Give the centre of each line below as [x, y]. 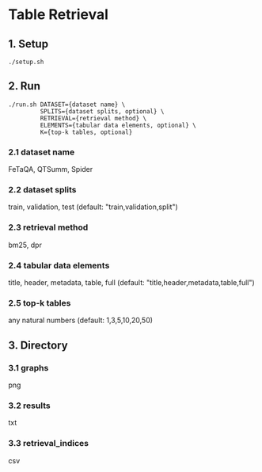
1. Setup [28, 44]
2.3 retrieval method [48, 227]
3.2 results [29, 405]
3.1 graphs [28, 367]
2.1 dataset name [42, 152]
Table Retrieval [59, 15]
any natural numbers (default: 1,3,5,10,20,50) [80, 320]
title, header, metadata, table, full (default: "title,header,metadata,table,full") [131, 282]
